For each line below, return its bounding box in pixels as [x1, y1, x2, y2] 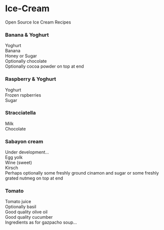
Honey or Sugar [5, 53, 37, 59]
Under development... [5, 149, 49, 155]
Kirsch [5, 165, 18, 171]
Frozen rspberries [5, 92, 41, 98]
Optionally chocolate [5, 58, 47, 64]
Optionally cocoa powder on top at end [5, 63, 84, 69]
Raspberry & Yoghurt [5, 76, 56, 82]
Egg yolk [5, 154, 23, 160]
